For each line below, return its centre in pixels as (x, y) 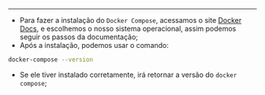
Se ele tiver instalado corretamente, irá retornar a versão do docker (128, 75)
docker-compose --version (50, 60)
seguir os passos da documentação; (79, 37)
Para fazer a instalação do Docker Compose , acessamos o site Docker (131, 20)
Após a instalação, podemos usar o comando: (94, 45)
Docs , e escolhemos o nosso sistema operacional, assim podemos (128, 29)
